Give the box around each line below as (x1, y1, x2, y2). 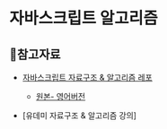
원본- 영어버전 (35, 91, 86, 101)
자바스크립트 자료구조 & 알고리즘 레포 (22, 73, 153, 82)
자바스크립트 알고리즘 (9, 8, 159, 29)
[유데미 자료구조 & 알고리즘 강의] (22, 110, 137, 121)
